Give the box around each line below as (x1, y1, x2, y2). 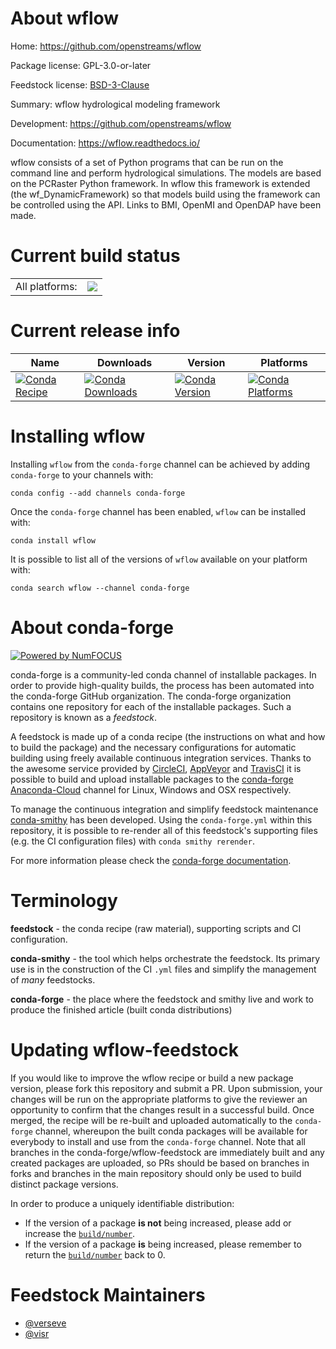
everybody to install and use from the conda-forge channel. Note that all (10, 1135, 306, 1147)
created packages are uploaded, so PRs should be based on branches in (10, 1157, 310, 1169)
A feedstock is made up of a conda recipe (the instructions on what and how (10, 730, 326, 742)
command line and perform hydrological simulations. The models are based (10, 167, 322, 179)
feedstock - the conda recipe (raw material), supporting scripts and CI (10, 922, 302, 934)
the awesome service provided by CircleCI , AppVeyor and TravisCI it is (10, 762, 302, 774)
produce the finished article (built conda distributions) (10, 1003, 233, 1016)
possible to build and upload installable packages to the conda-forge (10, 773, 294, 785)
